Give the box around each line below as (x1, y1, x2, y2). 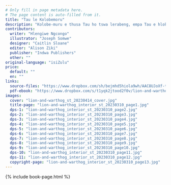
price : (5, 64, 19, 70)
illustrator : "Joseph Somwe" (10, 36, 72, 41)
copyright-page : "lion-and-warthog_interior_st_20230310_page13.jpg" (10, 159, 160, 165)
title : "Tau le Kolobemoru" (5, 17, 65, 22)
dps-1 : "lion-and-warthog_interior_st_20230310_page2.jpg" (10, 107, 138, 112)
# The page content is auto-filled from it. (5, 12, 101, 17)
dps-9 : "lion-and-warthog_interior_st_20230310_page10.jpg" (10, 145, 140, 151)
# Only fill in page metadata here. (5, 7, 83, 13)
